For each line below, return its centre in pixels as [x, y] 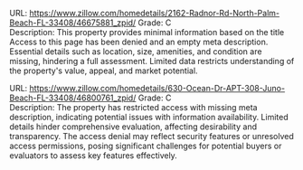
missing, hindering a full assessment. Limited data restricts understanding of [152, 61]
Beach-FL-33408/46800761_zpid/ [73, 98]
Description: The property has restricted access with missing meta [133, 107]
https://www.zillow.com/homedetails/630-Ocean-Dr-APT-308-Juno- [157, 88]
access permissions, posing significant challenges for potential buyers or [146, 146]
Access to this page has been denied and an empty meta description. [139, 42]
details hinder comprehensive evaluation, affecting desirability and [133, 127]
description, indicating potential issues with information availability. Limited [149, 117]
